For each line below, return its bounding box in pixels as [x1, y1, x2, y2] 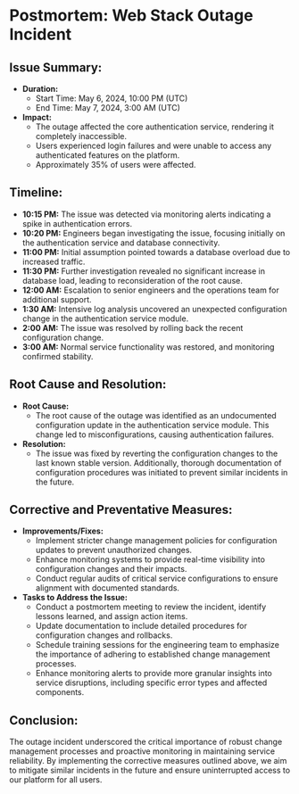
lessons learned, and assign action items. [35, 611, 188, 622]
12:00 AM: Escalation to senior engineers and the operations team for [21, 285, 279, 295]
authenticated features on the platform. [35, 150, 180, 161]
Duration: [21, 84, 59, 94]
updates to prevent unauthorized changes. [35, 545, 193, 556]
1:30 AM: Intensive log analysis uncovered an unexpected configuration [21, 303, 287, 314]
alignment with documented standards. [35, 583, 180, 593]
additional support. [21, 294, 92, 304]
